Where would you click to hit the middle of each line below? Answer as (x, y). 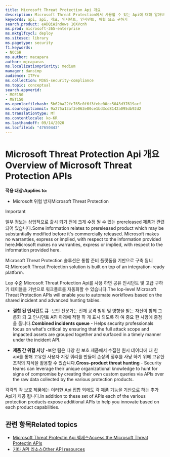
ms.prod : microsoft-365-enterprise (43, 29)
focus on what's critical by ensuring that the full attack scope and (81, 329)
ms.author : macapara (27, 57)
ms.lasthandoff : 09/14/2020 (35, 123)
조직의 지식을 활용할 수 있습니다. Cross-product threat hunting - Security (87, 363)
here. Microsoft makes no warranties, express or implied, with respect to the (84, 245)
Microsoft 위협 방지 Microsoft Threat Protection (60, 201)
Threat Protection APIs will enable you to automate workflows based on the (84, 295)
